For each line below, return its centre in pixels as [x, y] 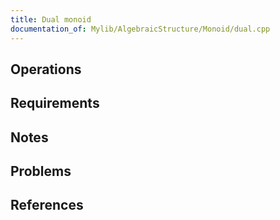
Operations [46, 69]
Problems [41, 171]
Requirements [55, 103]
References [47, 205]
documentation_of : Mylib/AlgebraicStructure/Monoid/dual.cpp [140, 29]
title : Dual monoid [51, 19]
